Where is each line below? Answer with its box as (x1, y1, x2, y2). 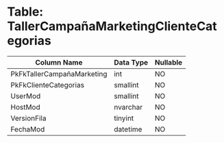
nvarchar (114, 102, 142, 112)
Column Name (35, 57, 83, 67)
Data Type (114, 57, 149, 67)
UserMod (10, 91, 41, 101)
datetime (114, 124, 142, 133)
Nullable (154, 57, 183, 67)
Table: (7, 4, 44, 20)
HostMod (10, 102, 41, 112)
